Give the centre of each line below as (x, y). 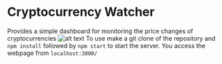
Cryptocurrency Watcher (81, 12)
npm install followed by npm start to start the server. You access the (106, 45)
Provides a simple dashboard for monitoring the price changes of (100, 31)
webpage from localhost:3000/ (52, 53)
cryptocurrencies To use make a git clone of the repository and (111, 38)
